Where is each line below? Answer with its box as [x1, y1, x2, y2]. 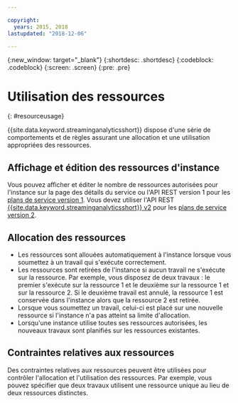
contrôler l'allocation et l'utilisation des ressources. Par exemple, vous [7, 373, 212, 382]
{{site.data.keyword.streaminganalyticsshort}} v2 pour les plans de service [7, 203, 227, 212]
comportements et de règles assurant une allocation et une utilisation [7, 133, 210, 142]
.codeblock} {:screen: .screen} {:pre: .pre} [7, 63, 131, 72]
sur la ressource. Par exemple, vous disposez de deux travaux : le [17, 272, 211, 282]
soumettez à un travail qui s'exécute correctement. [17, 257, 167, 266]
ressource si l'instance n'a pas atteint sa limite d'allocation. [17, 311, 190, 320]
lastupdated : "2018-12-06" [7, 30, 87, 37]
